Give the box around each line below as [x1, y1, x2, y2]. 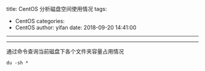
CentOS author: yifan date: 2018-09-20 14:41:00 [15, 24, 137, 31]
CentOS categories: [15, 18, 65, 24]
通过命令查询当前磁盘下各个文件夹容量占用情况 [6, 48, 124, 55]
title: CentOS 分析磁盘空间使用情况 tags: [6, 5, 107, 12]
